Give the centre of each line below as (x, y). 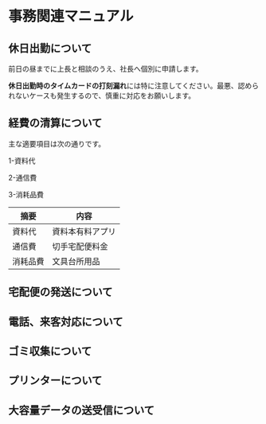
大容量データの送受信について (82, 410)
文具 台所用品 (76, 261)
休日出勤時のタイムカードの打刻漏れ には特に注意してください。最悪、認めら (133, 86)
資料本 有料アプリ (84, 231)
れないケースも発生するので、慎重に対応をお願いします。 (102, 95)
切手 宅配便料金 (80, 246)
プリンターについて (55, 381)
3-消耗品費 (26, 194)
